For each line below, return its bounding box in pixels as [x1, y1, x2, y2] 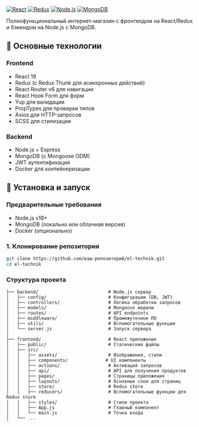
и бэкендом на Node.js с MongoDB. [6, 24, 97, 31]
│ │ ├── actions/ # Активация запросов [6, 363, 162, 369]
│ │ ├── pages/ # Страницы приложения [6, 373, 165, 380]
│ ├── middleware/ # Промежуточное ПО [6, 315, 157, 321]
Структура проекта [6, 275, 67, 283]
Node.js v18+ [14, 214, 48, 222]
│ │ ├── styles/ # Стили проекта [6, 399, 149, 405]
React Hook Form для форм [14, 92, 85, 99]
